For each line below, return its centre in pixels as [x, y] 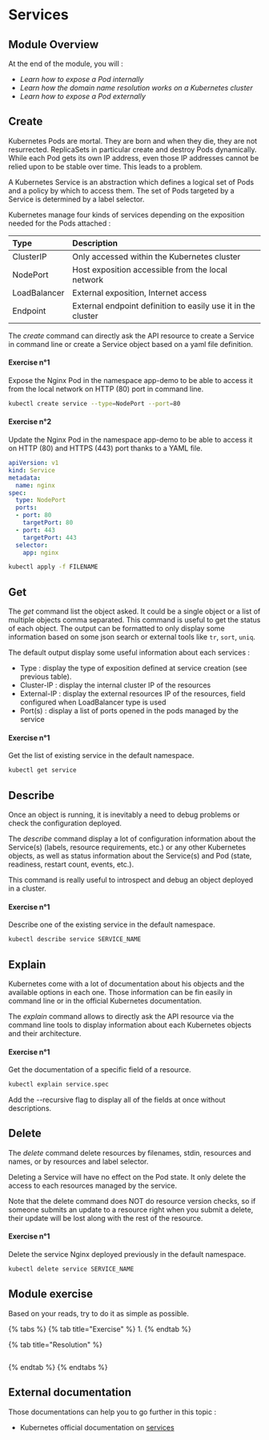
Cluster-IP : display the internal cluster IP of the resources [115, 685]
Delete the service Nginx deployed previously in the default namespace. [127, 1254]
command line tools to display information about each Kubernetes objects [130, 1025]
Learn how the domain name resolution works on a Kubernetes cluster [137, 88]
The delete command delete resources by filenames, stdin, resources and [130, 1152]
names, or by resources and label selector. [78, 1161]
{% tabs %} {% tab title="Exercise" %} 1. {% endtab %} [100, 1329]
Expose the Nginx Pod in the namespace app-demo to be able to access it [131, 381]
